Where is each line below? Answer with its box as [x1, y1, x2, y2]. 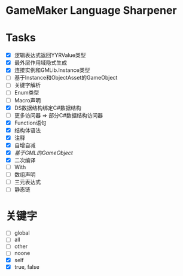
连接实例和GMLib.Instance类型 [14, 66, 90, 74]
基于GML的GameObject [14, 149, 73, 156]
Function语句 [14, 119, 47, 126]
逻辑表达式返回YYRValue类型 [14, 51, 86, 59]
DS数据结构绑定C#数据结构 [14, 104, 81, 111]
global [14, 229, 30, 236]
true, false [14, 263, 39, 270]
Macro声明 [14, 96, 41, 104]
